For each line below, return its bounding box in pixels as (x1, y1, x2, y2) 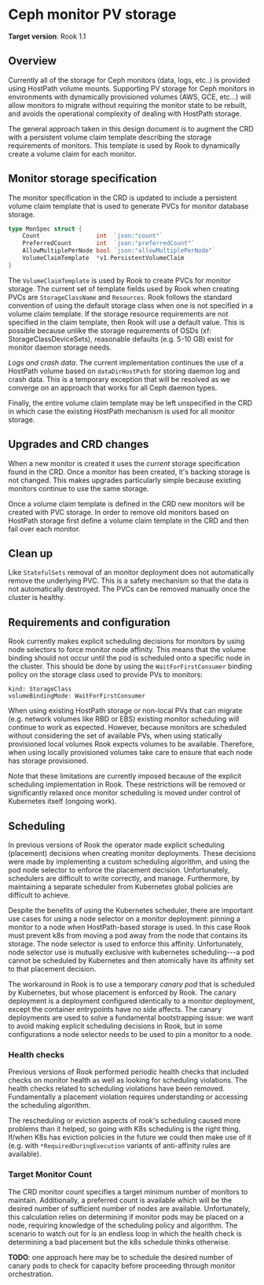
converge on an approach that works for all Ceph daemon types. (8, 383, 218, 392)
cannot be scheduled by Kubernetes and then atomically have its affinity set (8, 956, 254, 965)
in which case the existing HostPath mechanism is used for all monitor (8, 406, 236, 416)
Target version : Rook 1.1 (8, 31, 86, 41)
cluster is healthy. (8, 593, 65, 602)
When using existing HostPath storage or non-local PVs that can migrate (8, 706, 243, 716)
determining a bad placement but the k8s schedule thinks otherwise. (8, 1237, 230, 1246)
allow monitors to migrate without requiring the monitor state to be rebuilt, (8, 100, 247, 109)
